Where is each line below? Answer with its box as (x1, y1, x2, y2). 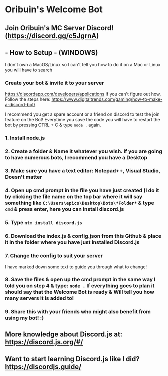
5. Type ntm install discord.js (5, 219, 82, 226)
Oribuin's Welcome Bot (5, 4, 103, 15)
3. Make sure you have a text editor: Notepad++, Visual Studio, (5, 167, 161, 174)
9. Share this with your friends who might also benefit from (5, 308, 151, 315)
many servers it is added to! (5, 295, 74, 302)
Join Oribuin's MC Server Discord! (5, 24, 114, 32)
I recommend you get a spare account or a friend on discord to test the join (5, 111, 160, 117)
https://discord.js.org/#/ (5, 338, 83, 346)
